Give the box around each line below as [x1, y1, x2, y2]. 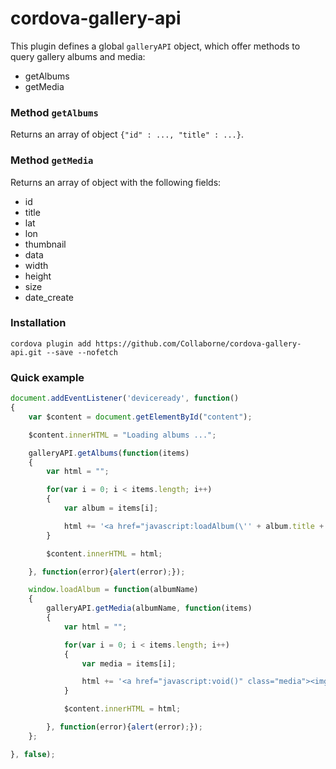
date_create [24, 291, 75, 303]
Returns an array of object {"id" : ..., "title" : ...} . [10, 128, 244, 141]
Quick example [10, 370, 85, 384]
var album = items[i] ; [63, 503, 159, 513]
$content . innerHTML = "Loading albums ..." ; [28, 430, 217, 440]
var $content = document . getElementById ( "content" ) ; [28, 412, 253, 422]
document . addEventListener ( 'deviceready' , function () [10, 393, 240, 404]
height [24, 270, 52, 282]
